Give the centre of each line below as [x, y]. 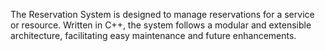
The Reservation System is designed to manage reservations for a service [162, 14]
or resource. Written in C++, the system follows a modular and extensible [161, 25]
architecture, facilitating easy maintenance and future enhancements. [153, 35]
